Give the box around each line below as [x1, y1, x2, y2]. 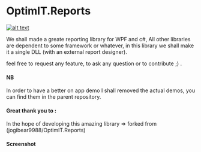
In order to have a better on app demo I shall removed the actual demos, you [6, 87, 196, 94]
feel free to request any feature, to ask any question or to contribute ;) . [6, 60, 182, 67]
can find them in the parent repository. [6, 93, 101, 101]
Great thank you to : [6, 107, 57, 114]
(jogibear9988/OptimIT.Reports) [6, 127, 86, 134]
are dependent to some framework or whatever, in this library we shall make [6, 42, 194, 49]
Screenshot [6, 140, 36, 147]
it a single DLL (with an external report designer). [6, 48, 127, 55]
